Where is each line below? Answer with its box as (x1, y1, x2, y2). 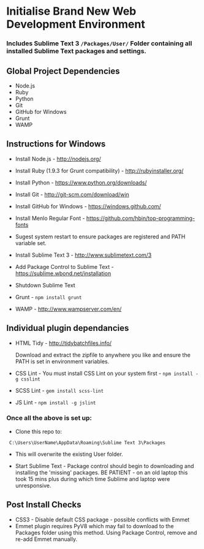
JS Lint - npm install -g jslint (15, 398, 96, 406)
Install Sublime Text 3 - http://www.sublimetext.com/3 (15, 251, 152, 259)
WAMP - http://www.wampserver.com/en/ (15, 305, 122, 312)
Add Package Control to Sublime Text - (15, 263, 115, 270)
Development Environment (6, 17, 145, 31)
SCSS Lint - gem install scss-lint (15, 387, 104, 394)
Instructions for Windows (6, 139, 106, 150)
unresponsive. (15, 482, 51, 489)
